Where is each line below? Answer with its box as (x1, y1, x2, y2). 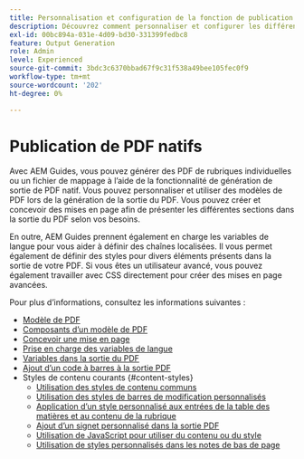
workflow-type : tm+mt (9, 72, 91, 81)
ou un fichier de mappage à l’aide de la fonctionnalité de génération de (9, 176, 273, 186)
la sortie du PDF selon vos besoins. (9, 214, 141, 225)
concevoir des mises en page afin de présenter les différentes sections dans (9, 205, 295, 215)
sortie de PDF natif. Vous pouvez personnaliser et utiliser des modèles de (9, 185, 283, 196)
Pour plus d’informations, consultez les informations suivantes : (9, 297, 246, 308)
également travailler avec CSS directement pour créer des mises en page (9, 270, 282, 281)
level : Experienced (9, 55, 83, 64)
